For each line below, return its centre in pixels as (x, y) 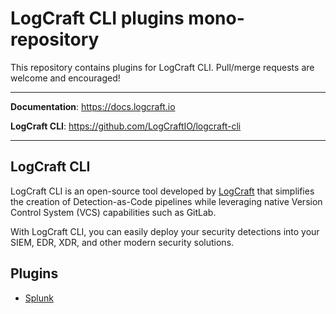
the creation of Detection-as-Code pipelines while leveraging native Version (166, 201)
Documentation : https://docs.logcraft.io (93, 106)
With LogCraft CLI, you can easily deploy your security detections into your (165, 231)
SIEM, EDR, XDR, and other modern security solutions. (122, 242)
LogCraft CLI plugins (97, 18)
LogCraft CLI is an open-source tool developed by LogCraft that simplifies (162, 191)
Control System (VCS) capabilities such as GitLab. (113, 212)
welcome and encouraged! (65, 78)
